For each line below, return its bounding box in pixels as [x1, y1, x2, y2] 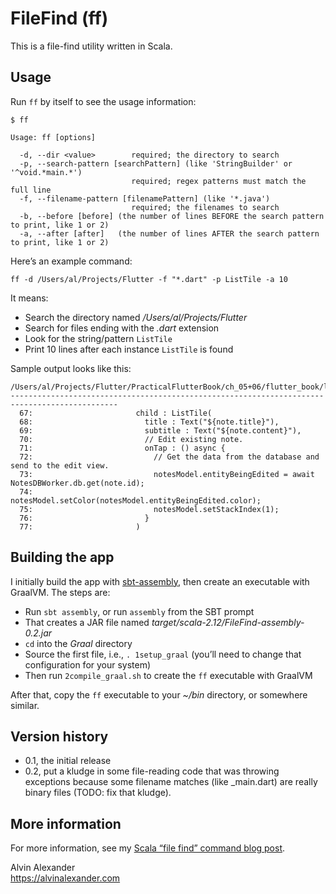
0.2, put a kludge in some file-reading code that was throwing [24, 765, 280, 777]
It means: [10, 292, 49, 304]
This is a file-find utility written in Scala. [10, 40, 173, 52]
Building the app [10, 549, 115, 566]
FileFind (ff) [10, 7, 109, 30]
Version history [10, 728, 109, 745]
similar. [10, 699, 40, 711]
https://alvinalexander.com [10, 872, 121, 884]
